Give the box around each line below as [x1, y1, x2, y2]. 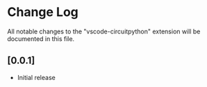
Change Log [7, 4, 78, 20]
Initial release [17, 73, 56, 81]
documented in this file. [7, 34, 75, 42]
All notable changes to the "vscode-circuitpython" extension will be [7, 27, 201, 35]
